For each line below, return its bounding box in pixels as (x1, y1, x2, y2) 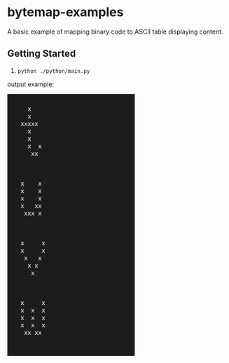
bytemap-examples (7, 4, 124, 20)
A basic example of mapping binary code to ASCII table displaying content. (7, 27, 223, 36)
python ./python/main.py (17, 67, 90, 74)
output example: (7, 80, 55, 88)
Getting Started (7, 48, 76, 60)
